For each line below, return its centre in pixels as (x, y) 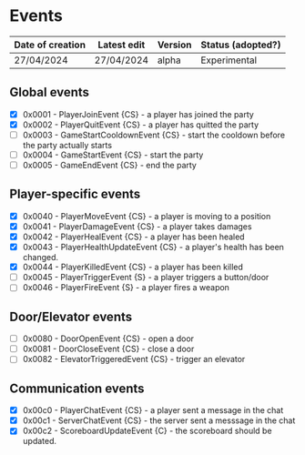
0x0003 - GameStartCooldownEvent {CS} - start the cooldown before (153, 135)
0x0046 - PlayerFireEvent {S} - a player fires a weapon (126, 288)
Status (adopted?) (240, 45)
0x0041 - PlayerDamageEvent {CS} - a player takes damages (137, 226)
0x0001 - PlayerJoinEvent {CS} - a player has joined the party (138, 114)
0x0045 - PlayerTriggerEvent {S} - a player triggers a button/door (146, 278)
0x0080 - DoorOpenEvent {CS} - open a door (108, 339)
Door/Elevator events (71, 316)
